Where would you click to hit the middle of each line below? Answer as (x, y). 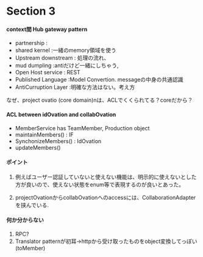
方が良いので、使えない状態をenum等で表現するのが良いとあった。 (100, 185)
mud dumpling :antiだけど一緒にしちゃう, (67, 66)
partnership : (31, 43)
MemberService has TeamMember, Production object (82, 128)
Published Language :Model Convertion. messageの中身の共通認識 (99, 80)
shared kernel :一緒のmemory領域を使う (66, 51)
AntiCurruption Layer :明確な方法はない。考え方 (75, 87)
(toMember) (30, 248)
